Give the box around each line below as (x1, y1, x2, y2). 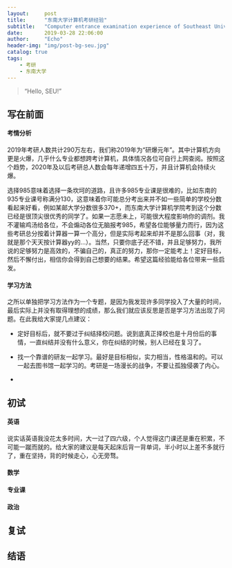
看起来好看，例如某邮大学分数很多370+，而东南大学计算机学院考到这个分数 (7, 204, 222, 212)
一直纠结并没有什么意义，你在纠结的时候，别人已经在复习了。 (29, 338, 205, 346)
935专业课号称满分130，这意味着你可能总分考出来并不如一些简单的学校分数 (7, 195, 222, 204)
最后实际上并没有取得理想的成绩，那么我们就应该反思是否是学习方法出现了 (7, 306, 219, 315)
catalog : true (7, 49, 48, 56)
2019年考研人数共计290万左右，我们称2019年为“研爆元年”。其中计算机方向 (7, 146, 221, 154)
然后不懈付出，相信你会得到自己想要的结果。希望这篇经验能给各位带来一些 (7, 255, 219, 264)
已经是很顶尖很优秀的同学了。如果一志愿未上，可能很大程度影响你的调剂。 (7, 212, 219, 221)
